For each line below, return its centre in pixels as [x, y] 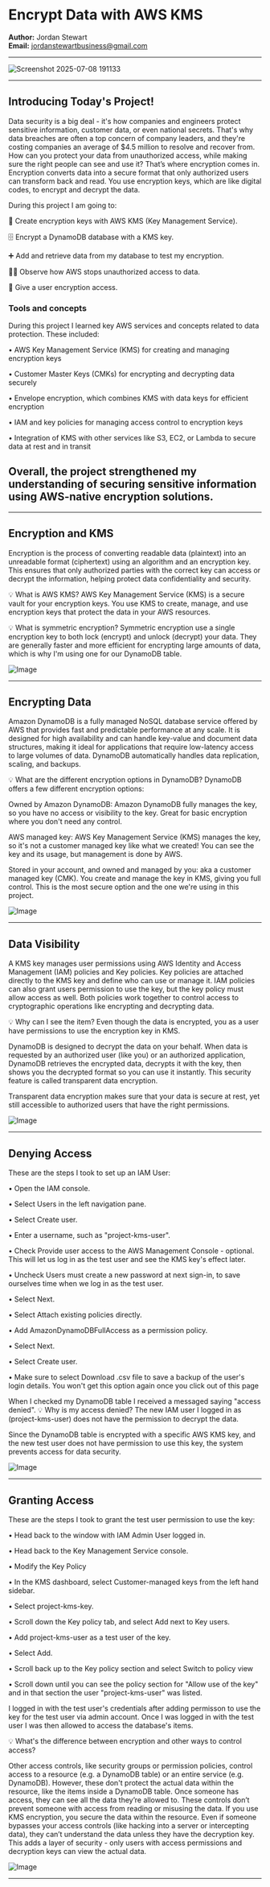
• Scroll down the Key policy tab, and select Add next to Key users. [119, 1621]
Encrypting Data [50, 702]
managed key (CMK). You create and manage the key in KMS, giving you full [135, 879]
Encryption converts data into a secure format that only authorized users [129, 172]
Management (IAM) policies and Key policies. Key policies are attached [126, 972]
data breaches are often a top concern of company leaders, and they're [127, 138]
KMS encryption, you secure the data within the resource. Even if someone [133, 1817]
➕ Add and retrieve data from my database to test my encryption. [116, 255]
